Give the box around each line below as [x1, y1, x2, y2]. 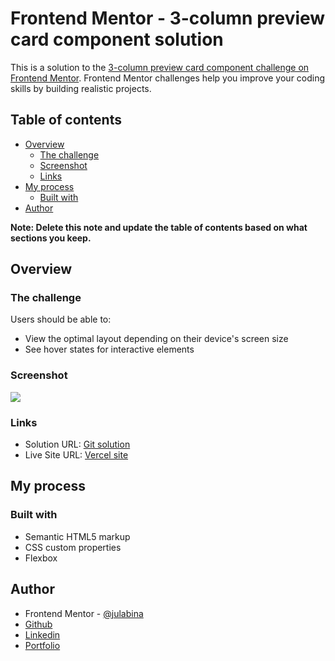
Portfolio [24, 639, 61, 651]
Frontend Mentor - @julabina [24, 607, 144, 619]
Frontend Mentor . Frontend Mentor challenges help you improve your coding [10, 72, 326, 84]
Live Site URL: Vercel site [24, 449, 129, 461]
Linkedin [24, 628, 61, 641]
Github [24, 618, 53, 630]
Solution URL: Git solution [24, 438, 131, 451]
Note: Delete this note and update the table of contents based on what [10, 221, 308, 233]
